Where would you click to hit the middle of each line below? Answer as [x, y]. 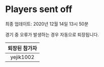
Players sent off [39, 9]
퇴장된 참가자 [22, 48]
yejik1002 [22, 57]
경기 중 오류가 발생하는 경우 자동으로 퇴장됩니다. [52, 34]
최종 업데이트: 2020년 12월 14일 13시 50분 [47, 24]
